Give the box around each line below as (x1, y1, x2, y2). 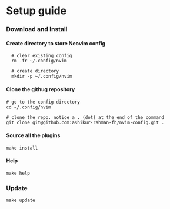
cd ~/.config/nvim (6, 104, 51, 110)
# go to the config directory (6, 99, 81, 105)
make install (6, 145, 38, 151)
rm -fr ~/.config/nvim (11, 58, 67, 64)
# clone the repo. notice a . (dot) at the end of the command (6, 114, 165, 120)
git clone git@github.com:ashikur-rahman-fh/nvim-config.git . (6, 120, 165, 125)
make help (6, 170, 31, 176)
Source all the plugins (6, 132, 61, 139)
